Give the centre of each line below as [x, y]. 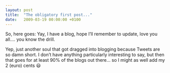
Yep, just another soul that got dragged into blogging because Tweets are [83, 50]
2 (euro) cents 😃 [23, 66]
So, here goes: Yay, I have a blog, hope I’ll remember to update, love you [81, 34]
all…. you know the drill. [30, 39]
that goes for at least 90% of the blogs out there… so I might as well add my [85, 60]
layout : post [19, 10]
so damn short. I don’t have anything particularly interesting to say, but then [85, 55]
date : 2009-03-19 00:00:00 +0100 [43, 19]
